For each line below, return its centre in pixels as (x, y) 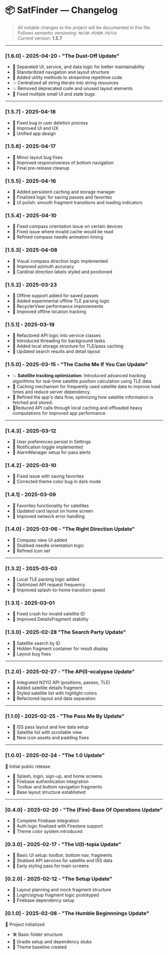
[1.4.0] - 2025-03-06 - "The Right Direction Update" (70, 529)
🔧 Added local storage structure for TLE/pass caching (68, 346)
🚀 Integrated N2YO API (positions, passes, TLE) (61, 682)
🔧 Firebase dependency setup (43, 900)
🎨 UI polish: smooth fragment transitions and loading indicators (77, 203)
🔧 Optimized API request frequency (49, 585)
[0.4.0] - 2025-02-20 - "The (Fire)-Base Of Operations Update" (84, 810)
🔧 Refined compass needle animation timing (58, 237)
